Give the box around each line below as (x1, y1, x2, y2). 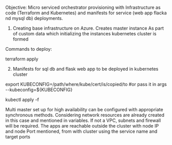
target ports (5, 134, 31, 140)
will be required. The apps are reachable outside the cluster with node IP (5, 123, 159, 129)
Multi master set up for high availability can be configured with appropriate (5, 107, 163, 112)
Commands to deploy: (5, 46, 52, 52)
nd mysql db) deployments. (5, 15, 63, 21)
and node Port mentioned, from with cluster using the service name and (5, 128, 158, 134)
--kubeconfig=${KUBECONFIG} (5, 87, 73, 93)
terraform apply (5, 56, 39, 62)
